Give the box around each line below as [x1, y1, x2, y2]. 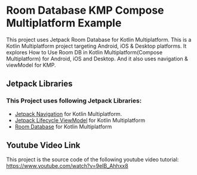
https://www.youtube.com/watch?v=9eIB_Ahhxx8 [6, 162, 128, 170]
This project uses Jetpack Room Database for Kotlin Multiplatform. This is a [6, 36, 192, 43]
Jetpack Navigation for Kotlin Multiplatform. [14, 110, 122, 117]
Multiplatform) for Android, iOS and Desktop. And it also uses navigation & [6, 55, 188, 62]
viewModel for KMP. [6, 61, 56, 69]
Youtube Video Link [6, 140, 81, 151]
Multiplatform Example [6, 16, 122, 30]
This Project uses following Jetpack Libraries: [6, 97, 142, 105]
